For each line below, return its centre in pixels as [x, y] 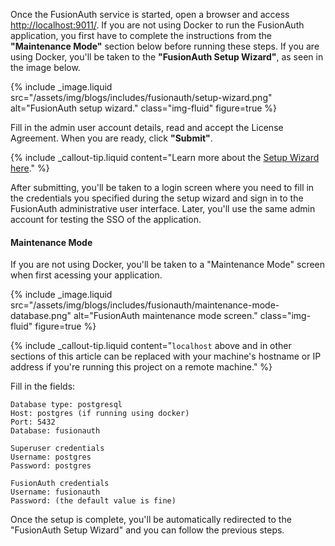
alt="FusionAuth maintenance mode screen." [165, 316]
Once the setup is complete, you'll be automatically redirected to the [151, 520]
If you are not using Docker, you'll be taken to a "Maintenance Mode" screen [168, 265]
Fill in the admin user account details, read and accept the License [147, 127]
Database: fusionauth [55, 431]
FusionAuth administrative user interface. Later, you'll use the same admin [163, 208]
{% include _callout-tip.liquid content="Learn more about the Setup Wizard [165, 157]
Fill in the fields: [43, 386]
